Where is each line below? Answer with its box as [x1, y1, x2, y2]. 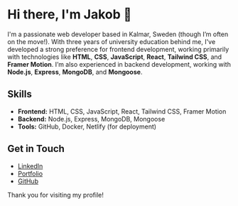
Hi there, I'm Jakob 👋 [7, 6, 132, 23]
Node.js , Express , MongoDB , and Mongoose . [7, 67, 143, 76]
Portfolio [17, 169, 43, 178]
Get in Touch [7, 143, 65, 155]
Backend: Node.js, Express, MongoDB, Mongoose [17, 114, 166, 123]
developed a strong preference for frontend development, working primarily [7, 45, 229, 53]
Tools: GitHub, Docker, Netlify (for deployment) [17, 122, 157, 131]
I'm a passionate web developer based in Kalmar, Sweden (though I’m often [7, 30, 229, 38]
